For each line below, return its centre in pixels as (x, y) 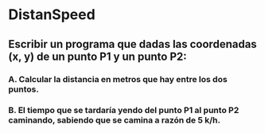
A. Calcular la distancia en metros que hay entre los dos (118, 79)
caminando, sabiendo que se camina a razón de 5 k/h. (115, 120)
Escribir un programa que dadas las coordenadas (132, 44)
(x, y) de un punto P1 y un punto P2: (97, 56)
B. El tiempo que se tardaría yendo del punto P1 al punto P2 (124, 111)
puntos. (24, 89)
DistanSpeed (52, 15)
